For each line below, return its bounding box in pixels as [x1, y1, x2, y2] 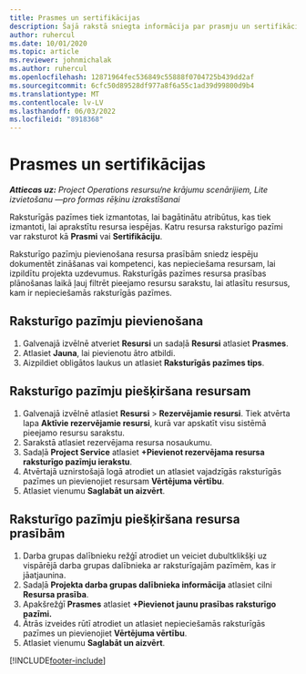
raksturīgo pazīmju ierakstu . [22, 456, 133, 467]
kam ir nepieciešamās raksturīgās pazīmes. [9, 288, 173, 299]
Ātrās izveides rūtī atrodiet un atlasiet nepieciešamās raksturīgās [22, 618, 266, 628]
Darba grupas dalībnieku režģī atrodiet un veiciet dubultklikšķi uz [22, 550, 268, 561]
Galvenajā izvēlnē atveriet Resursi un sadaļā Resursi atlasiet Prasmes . [22, 338, 289, 349]
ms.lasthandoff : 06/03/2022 [9, 107, 117, 116]
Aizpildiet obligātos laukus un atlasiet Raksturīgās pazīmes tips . [22, 357, 265, 368]
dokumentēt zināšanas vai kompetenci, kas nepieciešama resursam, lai [9, 259, 276, 270]
